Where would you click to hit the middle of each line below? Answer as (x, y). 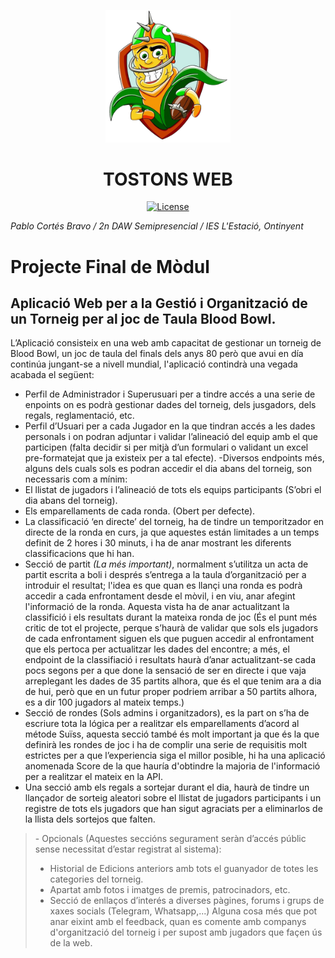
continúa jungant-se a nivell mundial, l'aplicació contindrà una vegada (154, 364)
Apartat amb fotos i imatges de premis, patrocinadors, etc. (170, 890)
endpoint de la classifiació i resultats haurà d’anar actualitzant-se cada (170, 660)
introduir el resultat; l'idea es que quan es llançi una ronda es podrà (163, 586)
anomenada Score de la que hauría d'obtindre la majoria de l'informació (172, 766)
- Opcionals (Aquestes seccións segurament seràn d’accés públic (170, 839)
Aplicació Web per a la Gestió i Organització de (159, 303)
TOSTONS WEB (168, 179)
